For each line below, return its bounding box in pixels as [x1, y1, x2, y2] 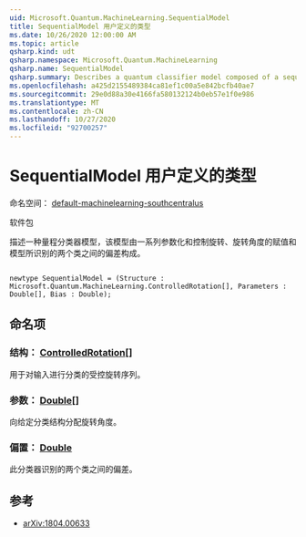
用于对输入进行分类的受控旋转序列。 [9, 368, 146, 379]
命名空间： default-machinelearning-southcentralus [9, 197, 204, 208]
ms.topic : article [9, 38, 79, 48]
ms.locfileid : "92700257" [9, 124, 107, 133]
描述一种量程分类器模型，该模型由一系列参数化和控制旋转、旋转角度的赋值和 [9, 236, 297, 247]
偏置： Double [9, 441, 73, 454]
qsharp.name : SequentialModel [9, 65, 125, 74]
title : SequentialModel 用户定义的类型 [9, 22, 151, 31]
